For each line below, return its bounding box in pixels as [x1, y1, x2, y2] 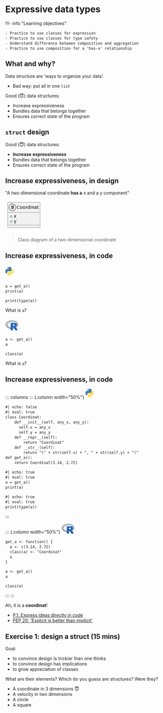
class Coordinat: [5, 415, 42, 420]
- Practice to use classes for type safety [5, 35, 98, 41]
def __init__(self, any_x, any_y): [14, 420, 89, 425]
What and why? [5, 60, 56, 68]
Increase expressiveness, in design [5, 176, 119, 185]
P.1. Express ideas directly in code [12, 612, 83, 618]
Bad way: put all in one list [12, 82, 71, 89]
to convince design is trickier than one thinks [12, 655, 106, 661]
